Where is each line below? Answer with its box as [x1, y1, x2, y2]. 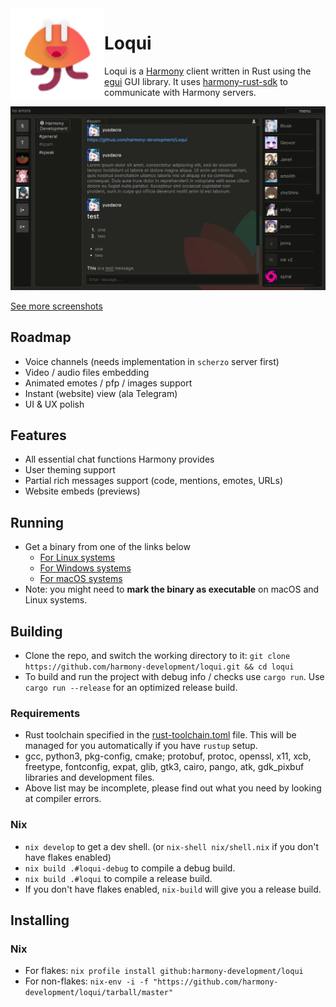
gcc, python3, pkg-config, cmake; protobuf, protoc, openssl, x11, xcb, [24, 750, 312, 762]
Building [10, 623, 63, 640]
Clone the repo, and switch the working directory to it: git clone [24, 650, 291, 662]
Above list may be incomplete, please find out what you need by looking [24, 782, 322, 794]
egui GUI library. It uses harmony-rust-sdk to [104, 75, 288, 87]
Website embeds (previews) [24, 485, 141, 497]
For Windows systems [39, 562, 132, 574]
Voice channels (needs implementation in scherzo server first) [24, 355, 280, 367]
